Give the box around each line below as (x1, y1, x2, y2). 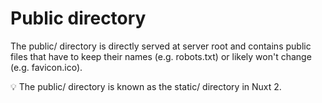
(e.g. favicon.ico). (10, 61, 83, 73)
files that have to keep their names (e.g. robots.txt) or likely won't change (10, 50, 312, 62)
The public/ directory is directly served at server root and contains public (10, 40, 312, 52)
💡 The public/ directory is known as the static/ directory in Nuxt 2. (10, 80, 282, 92)
